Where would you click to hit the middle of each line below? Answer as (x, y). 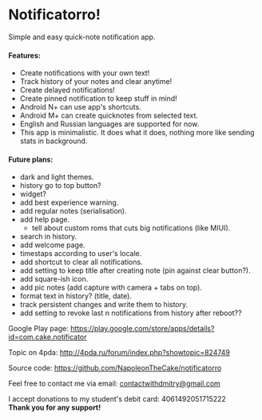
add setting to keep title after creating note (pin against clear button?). (135, 270)
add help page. (45, 220)
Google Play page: (39, 329)
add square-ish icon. (54, 279)
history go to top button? (60, 186)
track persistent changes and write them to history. (104, 305)
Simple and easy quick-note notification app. (82, 37)
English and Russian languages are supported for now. (109, 124)
